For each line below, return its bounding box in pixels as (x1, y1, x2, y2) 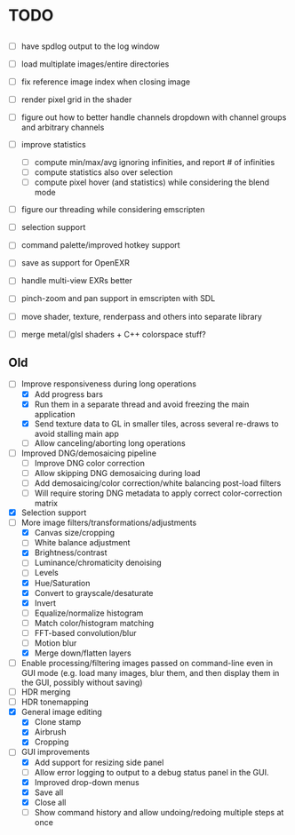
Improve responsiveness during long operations (20, 378, 197, 389)
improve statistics (20, 139, 86, 149)
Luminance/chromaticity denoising (34, 557, 162, 569)
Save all (34, 787, 64, 798)
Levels (34, 568, 59, 578)
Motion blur (34, 637, 77, 648)
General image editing (20, 707, 103, 718)
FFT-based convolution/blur (34, 627, 137, 638)
